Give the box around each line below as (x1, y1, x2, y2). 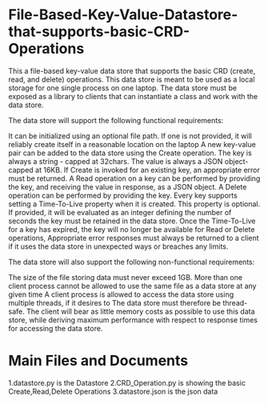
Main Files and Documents (8, 352, 189, 370)
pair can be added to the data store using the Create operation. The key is (8, 148, 252, 158)
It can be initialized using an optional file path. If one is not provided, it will (8, 130, 252, 141)
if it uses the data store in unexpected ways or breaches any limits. (8, 242, 229, 251)
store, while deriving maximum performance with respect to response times (8, 314, 258, 325)
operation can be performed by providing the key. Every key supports (8, 190, 238, 200)
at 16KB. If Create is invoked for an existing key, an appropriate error (34, 165, 260, 174)
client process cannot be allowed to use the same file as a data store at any (8, 281, 257, 290)
